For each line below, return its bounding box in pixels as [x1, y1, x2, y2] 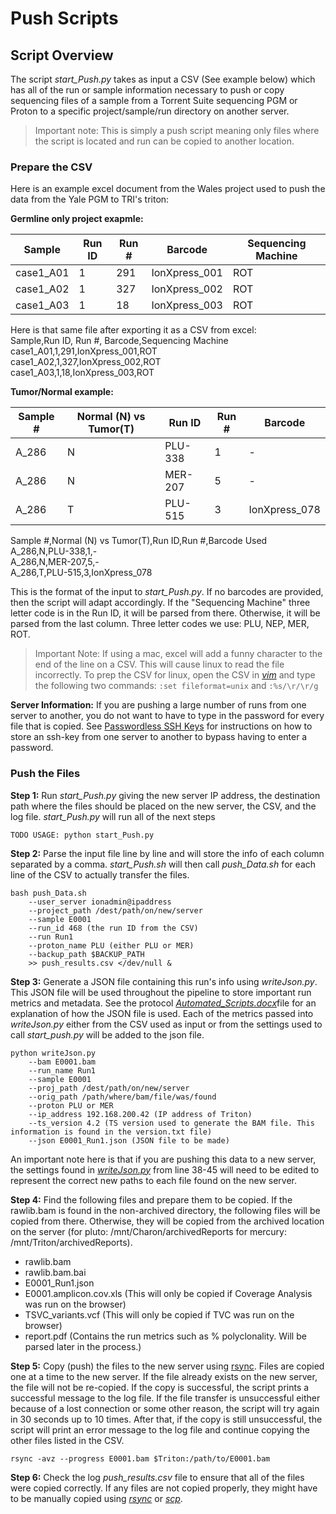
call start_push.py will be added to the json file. [10, 1028, 205, 1041]
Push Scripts [10, 7, 119, 30]
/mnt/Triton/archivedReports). [10, 1236, 133, 1248]
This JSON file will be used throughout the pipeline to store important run [10, 986, 312, 998]
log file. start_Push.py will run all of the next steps [10, 810, 216, 822]
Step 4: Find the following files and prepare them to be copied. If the [10, 1193, 293, 1206]
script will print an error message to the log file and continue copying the [10, 1423, 310, 1436]
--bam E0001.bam [28, 1057, 97, 1067]
